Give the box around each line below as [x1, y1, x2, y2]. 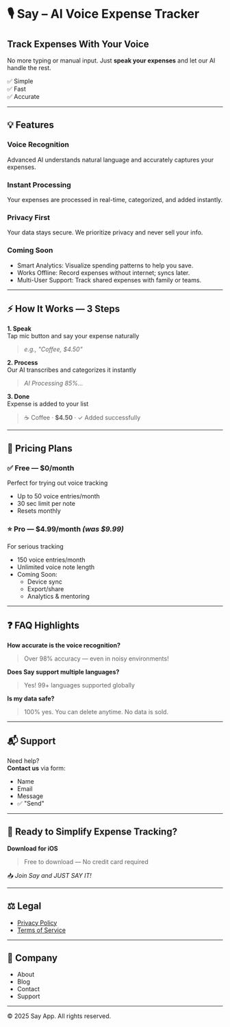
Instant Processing [7, 180, 72, 190]
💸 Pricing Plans [7, 442, 73, 454]
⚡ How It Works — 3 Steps [7, 302, 120, 314]
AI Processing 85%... [23, 379, 84, 388]
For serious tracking [7, 542, 64, 551]
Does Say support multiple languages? [7, 668, 120, 676]
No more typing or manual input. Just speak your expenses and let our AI [7, 56, 216, 65]
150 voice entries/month [16, 555, 86, 564]
